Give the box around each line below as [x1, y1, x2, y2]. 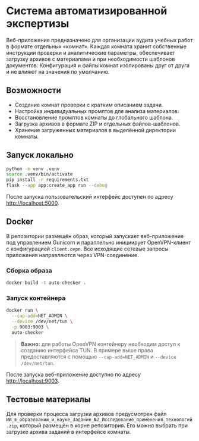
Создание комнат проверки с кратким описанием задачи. [14, 101, 163, 108]
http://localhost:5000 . [6, 199, 59, 207]
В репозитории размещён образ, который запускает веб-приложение [6, 232, 184, 239]
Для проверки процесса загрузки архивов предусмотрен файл [6, 410, 167, 417]
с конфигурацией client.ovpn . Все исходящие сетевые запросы [6, 245, 169, 252]
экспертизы [6, 17, 70, 30]
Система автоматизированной [6, 4, 168, 18]
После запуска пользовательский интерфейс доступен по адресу [6, 193, 173, 201]
